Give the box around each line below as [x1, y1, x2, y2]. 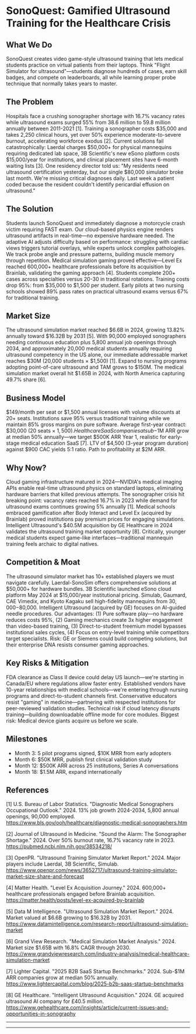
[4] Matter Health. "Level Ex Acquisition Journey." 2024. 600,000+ [6, 884, 166, 891]
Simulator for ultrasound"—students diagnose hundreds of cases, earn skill [6, 68, 187, 74]
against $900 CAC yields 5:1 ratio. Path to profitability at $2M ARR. [6, 446, 166, 453]
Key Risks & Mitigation [6, 658, 89, 668]
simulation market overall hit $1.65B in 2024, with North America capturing [6, 370, 185, 377]
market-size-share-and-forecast [6, 873, 85, 880]
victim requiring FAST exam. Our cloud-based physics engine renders [6, 226, 174, 233]
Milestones [6, 734, 48, 744]
